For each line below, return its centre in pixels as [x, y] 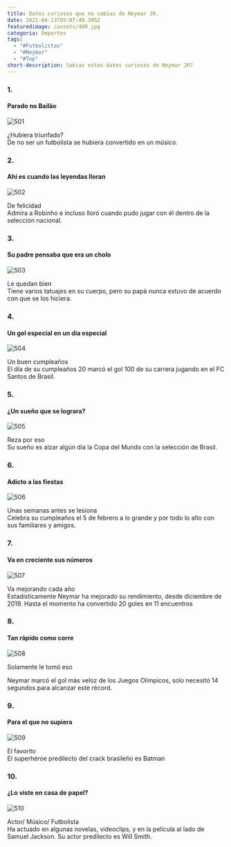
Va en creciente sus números [50, 560]
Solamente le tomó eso [40, 667]
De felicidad [24, 205]
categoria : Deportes [37, 33]
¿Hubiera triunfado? [35, 135]
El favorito [21, 751]
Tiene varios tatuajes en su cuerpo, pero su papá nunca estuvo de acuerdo [114, 291]
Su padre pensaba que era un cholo [59, 255]
